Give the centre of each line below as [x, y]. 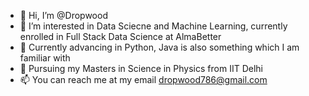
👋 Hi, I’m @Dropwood [63, 15]
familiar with [45, 58]
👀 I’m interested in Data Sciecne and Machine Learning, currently [153, 26]
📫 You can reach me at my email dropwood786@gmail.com [143, 79]
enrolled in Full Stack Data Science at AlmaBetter [120, 36]
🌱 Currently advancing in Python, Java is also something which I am [159, 47]
